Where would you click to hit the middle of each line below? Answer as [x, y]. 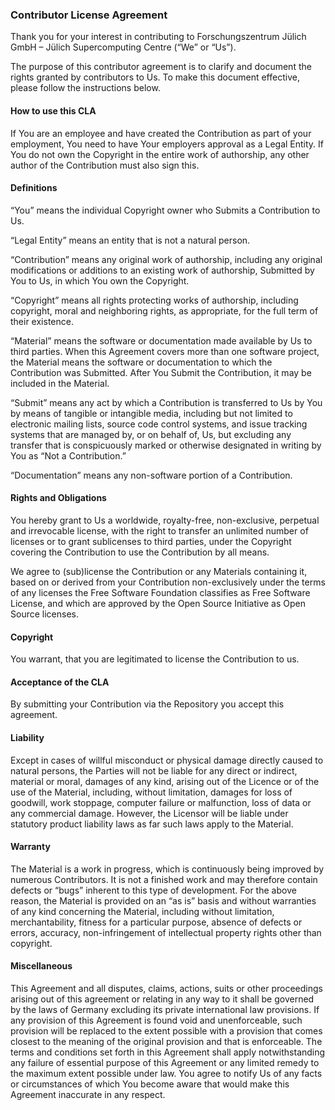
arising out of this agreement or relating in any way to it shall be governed [162, 999]
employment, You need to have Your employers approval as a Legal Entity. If [167, 144]
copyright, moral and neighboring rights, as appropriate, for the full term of [164, 310]
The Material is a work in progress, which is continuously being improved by [167, 869]
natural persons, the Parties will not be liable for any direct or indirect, [154, 770]
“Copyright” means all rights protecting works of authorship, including [154, 300]
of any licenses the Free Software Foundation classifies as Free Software [160, 592]
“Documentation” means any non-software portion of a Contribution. [151, 475]
